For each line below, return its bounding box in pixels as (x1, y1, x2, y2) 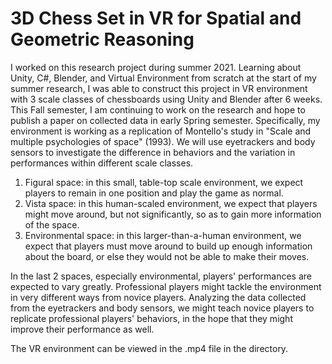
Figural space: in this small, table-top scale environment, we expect (24, 176, 304, 188)
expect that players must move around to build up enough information (24, 240, 313, 252)
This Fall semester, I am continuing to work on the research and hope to (10, 103, 306, 116)
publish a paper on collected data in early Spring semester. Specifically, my (10, 114, 321, 126)
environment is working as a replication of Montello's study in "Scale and (10, 125, 312, 137)
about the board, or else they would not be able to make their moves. (24, 250, 310, 262)
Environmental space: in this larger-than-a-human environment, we (24, 229, 302, 241)
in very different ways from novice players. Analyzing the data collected (10, 291, 307, 303)
